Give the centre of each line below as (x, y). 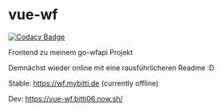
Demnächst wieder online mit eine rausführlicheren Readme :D (111, 67)
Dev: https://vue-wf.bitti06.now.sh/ (66, 98)
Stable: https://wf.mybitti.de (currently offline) (83, 83)
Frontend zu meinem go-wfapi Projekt (71, 52)
